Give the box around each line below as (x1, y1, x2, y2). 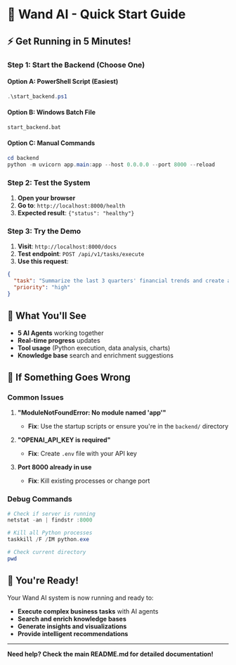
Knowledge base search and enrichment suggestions (17, 351, 174, 360)
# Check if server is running (7, 510, 96, 517)
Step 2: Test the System (7, 177, 91, 187)
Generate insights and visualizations (17, 622, 127, 631)
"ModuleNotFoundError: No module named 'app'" (17, 408, 166, 417)
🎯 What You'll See (7, 310, 86, 322)
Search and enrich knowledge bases (17, 614, 126, 623)
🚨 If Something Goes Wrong (7, 371, 131, 383)
